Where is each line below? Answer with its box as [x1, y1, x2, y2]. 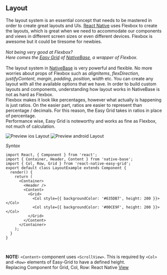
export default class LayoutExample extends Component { [5, 165, 127, 170]
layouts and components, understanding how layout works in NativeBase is [5, 86, 160, 92]
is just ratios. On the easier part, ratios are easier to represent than [5, 102, 143, 108]
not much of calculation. [5, 123, 56, 129]
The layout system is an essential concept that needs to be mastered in [5, 17, 152, 23]
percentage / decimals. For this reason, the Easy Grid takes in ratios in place [5, 107, 163, 113]
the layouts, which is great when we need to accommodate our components [5, 27, 162, 34]
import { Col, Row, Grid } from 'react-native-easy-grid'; [5, 161, 131, 166]
